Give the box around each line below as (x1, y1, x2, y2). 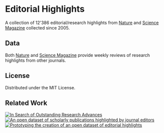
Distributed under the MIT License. (5, 84, 76, 90)
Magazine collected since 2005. (5, 25, 70, 30)
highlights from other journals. (5, 57, 66, 63)
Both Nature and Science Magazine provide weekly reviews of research (5, 52, 150, 58)
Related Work (5, 99, 48, 107)
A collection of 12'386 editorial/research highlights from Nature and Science (5, 20, 159, 26)
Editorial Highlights (5, 3, 85, 15)
